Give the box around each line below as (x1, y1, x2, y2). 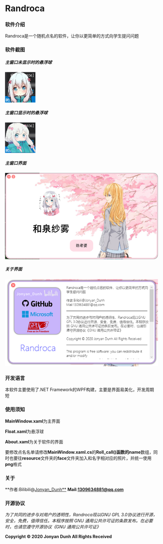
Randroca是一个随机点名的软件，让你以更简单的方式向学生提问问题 (5, 33, 139, 39)
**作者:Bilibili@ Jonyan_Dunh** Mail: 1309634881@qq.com (5, 487, 124, 493)
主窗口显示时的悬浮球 (5, 110, 48, 116)
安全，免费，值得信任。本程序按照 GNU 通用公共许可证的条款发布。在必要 (5, 518, 153, 524)
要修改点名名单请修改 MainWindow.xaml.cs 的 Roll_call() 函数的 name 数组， (5, 449, 154, 455)
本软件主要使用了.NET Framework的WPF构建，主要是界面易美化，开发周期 (5, 387, 154, 392)
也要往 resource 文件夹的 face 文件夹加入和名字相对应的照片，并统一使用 (9, 455, 152, 461)
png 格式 (5, 461, 22, 467)
